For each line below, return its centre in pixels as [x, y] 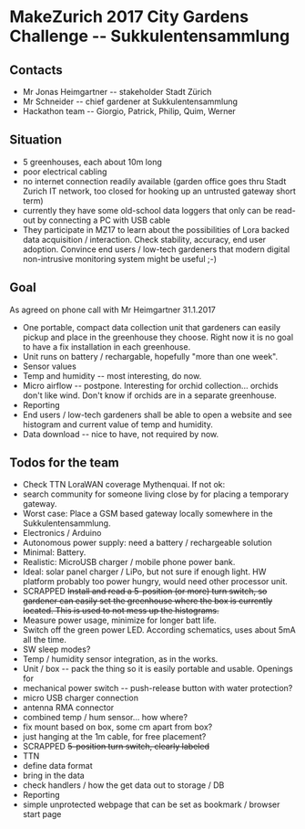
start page [42, 814]
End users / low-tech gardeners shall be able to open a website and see [158, 414]
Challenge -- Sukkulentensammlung [150, 36]
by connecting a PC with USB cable [104, 220]
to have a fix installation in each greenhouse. [107, 346]
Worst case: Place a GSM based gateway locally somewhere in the [147, 514]
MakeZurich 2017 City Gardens [129, 17]
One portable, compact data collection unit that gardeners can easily [151, 327]
